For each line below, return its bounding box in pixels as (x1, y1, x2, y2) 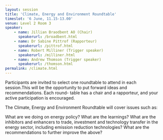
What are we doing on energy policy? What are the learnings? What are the (5, 114, 156, 120)
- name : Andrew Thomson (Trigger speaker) (14, 57, 102, 62)
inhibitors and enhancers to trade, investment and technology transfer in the (5, 119, 159, 125)
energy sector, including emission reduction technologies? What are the (5, 124, 150, 130)
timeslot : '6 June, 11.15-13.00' (5, 16, 73, 21)
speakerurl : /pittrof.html (18, 43, 73, 48)
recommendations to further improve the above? (5, 130, 102, 135)
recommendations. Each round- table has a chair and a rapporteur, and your (5, 90, 159, 96)
